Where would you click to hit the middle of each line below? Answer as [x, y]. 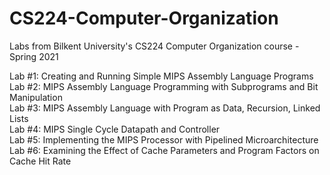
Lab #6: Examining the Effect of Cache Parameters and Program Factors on [164, 150]
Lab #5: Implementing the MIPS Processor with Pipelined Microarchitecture [164, 139]
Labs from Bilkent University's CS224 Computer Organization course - [154, 46]
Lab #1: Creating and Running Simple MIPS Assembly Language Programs [161, 76]
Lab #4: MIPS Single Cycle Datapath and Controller [115, 129]
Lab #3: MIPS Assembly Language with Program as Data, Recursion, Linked [165, 108]
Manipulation [36, 97]
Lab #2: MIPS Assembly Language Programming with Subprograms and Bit [164, 86]
